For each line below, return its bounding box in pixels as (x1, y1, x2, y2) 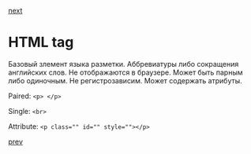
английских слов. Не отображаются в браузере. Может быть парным (8, 68, 243, 77)
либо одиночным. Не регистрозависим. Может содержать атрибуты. (8, 75, 242, 85)
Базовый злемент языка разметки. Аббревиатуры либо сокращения (8, 59, 239, 68)
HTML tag (8, 34, 74, 51)
